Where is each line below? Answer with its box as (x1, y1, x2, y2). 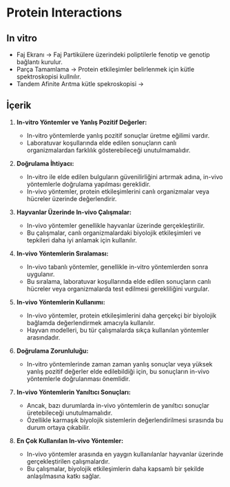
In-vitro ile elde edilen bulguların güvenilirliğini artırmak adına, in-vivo (26, 172, 223, 180)
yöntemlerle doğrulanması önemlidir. (26, 374, 130, 383)
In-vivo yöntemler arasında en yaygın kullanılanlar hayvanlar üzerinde (26, 450, 224, 458)
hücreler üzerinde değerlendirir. (26, 194, 117, 203)
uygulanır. (26, 270, 55, 278)
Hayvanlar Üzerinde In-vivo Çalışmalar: (16, 208, 132, 216)
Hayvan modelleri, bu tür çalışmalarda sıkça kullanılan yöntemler (26, 326, 209, 334)
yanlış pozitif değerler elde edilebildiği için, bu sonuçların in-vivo (26, 367, 210, 375)
